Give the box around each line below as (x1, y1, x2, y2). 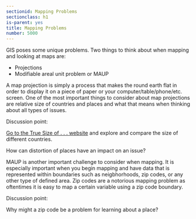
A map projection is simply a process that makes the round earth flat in (6, 82, 177, 89)
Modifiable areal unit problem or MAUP (14, 70, 109, 78)
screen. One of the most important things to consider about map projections (6, 95, 190, 102)
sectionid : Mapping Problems (6, 8, 77, 15)
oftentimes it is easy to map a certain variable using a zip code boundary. (6, 183, 184, 191)
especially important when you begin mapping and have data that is (6, 165, 170, 172)
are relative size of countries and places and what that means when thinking (6, 100, 191, 107)
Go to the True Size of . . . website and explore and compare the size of (6, 130, 178, 137)
